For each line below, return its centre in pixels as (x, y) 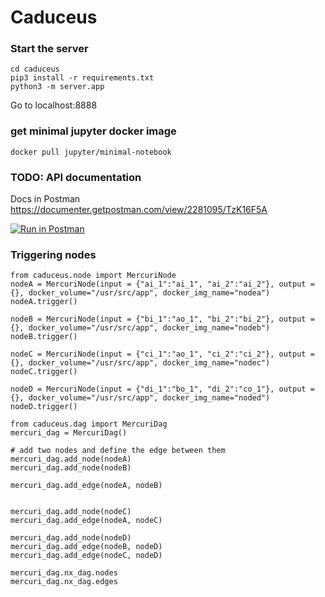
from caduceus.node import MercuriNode (93, 276)
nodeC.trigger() (44, 372)
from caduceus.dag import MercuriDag (89, 424)
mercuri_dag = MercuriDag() (69, 433)
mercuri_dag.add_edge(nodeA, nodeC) (86, 521)
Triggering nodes (53, 254)
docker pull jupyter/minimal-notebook (91, 152)
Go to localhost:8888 (54, 105)
